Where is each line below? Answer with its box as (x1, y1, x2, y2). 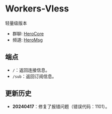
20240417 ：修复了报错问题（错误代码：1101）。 (12, 103, 110, 110)
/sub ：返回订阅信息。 (12, 73, 57, 79)
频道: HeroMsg (12, 37, 43, 43)
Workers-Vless (5, 3, 69, 14)
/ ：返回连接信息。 (12, 67, 50, 73)
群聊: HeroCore (12, 30, 44, 36)
